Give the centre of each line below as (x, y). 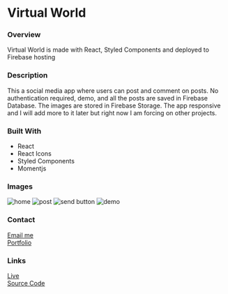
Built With (24, 131)
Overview (24, 35)
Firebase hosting (31, 57)
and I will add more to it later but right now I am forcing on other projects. (112, 112)
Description (28, 75)
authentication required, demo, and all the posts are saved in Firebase (107, 98)
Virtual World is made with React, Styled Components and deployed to (108, 50)
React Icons (35, 154)
